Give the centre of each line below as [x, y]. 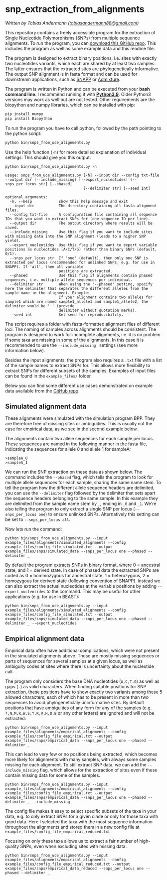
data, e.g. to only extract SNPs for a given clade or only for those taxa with [82, 817]
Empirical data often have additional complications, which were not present [82, 650]
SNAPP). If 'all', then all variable [44, 267]
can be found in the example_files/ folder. [49, 376]
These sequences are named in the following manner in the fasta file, [76, 444]
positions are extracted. [85, 271]
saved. [12, 228]
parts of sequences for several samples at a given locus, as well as [74, 661]
